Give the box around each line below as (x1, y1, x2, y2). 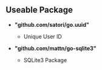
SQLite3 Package (23, 56, 67, 63)
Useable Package (5, 5, 73, 15)
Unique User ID (23, 33, 62, 40)
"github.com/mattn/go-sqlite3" (14, 44, 97, 52)
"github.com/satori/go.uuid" (14, 21, 89, 28)
